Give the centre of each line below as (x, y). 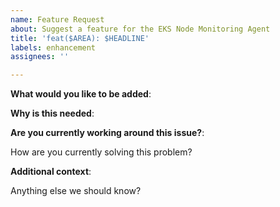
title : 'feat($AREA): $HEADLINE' (80, 38)
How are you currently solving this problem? (101, 152)
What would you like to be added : (81, 94)
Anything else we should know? (76, 191)
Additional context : (51, 172)
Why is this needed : (52, 113)
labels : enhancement (53, 47)
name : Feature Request (57, 19)
